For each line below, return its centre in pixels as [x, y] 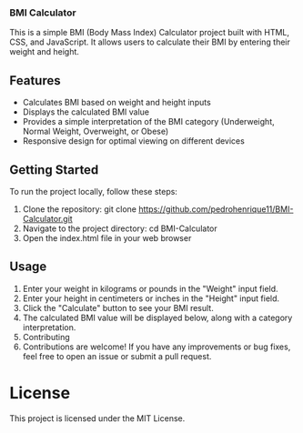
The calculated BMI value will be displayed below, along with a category [157, 317]
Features [35, 81]
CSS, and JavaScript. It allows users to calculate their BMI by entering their [150, 42]
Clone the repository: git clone [79, 209]
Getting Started [54, 170]
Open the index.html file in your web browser [107, 237]
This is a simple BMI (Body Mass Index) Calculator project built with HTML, [149, 33]
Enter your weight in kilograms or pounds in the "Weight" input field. [151, 288]
